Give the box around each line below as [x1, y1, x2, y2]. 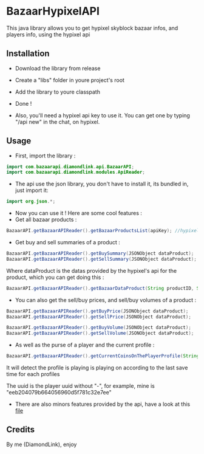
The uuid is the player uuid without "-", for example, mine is [6, 382, 155, 390]
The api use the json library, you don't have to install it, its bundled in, [15, 181, 189, 188]
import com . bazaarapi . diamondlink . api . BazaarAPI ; [6, 163, 135, 170]
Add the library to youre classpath [15, 88, 100, 95]
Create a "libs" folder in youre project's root [15, 76, 124, 83]
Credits [6, 424, 35, 435]
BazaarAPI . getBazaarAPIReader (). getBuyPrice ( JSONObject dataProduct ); [6, 308, 189, 314]
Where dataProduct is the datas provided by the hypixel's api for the [6, 267, 177, 274]
